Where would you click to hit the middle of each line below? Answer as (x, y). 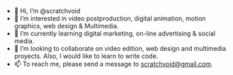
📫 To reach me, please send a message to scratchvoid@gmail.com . (113, 64)
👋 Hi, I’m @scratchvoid (47, 11)
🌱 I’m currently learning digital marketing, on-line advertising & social (115, 33)
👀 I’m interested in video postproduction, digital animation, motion (110, 18)
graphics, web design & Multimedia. (66, 26)
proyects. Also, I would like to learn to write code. (86, 56)
